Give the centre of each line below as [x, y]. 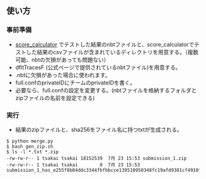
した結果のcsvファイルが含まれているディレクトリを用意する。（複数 [112, 52]
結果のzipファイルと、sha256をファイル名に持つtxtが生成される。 [99, 130]
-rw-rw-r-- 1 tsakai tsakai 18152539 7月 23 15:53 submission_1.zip [97, 158]
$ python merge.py [30, 141]
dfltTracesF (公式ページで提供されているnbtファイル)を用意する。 [98, 67]
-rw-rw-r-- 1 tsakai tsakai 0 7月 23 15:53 [73, 165]
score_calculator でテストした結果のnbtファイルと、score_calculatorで [105, 44]
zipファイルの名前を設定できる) [55, 98]
